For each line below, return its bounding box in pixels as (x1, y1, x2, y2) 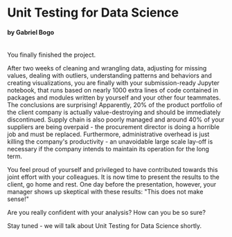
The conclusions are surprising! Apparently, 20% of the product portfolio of (7, 101, 223, 109)
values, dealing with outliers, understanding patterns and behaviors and (7, 71, 213, 80)
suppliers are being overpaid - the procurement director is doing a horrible (7, 123, 220, 131)
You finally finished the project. (7, 50, 96, 59)
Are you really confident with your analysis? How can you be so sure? (7, 209, 206, 217)
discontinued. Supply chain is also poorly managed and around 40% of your (7, 115, 225, 124)
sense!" (7, 195, 29, 203)
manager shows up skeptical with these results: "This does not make (7, 188, 204, 196)
